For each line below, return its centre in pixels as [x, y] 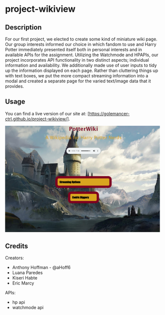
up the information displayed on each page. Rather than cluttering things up [82, 70]
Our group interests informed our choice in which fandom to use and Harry [81, 44]
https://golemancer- [110, 113]
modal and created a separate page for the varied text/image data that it [78, 81]
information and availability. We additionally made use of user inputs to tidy [81, 65]
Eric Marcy [23, 283]
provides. [15, 86]
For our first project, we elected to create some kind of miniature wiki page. [81, 39]
